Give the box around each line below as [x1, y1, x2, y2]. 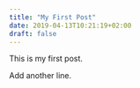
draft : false [9, 29, 57, 38]
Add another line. [9, 70, 72, 81]
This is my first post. [9, 54, 84, 64]
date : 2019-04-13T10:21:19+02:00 [9, 21, 132, 30]
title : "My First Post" [9, 12, 97, 22]
